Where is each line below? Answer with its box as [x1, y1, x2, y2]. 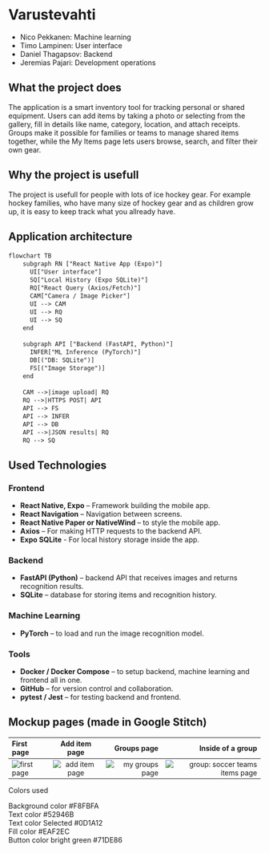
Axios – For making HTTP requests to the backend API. [19, 526, 203, 536]
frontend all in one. [19, 675, 82, 684]
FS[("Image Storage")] [29, 364, 106, 372]
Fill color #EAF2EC [8, 827, 70, 836]
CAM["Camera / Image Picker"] [29, 292, 130, 300]
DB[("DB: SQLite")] [29, 356, 94, 364]
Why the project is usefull [8, 169, 139, 182]
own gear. [8, 144, 42, 154]
